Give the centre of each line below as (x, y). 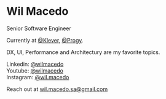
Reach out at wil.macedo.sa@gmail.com (57, 89)
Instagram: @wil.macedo (38, 77)
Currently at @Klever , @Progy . (45, 40)
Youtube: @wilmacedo (35, 70)
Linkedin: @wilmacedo (35, 64)
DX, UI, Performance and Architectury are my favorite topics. (83, 52)
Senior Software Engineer (39, 28)
